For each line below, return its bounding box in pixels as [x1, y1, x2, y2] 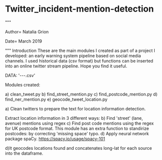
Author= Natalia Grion [5, 29, 49, 34]
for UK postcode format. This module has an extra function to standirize [5, 125, 149, 131]
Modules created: [5, 81, 40, 88]
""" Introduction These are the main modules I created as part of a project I [5, 48, 155, 53]
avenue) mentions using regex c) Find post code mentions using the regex [5, 120, 154, 126]
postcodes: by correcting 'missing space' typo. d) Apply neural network [5, 130, 149, 136]
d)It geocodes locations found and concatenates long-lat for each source [5, 145, 152, 151]
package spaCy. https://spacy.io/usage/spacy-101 [5, 136, 106, 142]
